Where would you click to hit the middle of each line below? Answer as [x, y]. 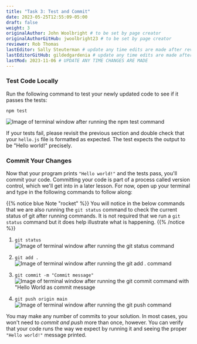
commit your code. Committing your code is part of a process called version [98, 180]
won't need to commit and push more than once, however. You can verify [95, 322]
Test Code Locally [32, 81]
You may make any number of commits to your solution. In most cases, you [97, 316]
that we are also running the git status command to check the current [92, 210]
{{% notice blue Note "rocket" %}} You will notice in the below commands [95, 203]
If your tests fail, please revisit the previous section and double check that [95, 133]
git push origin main [41, 299]
